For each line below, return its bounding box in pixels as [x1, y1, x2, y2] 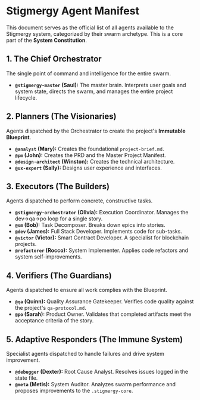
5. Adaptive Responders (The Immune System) [6, 334, 183, 344]
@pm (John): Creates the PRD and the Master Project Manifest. [14, 151, 167, 159]
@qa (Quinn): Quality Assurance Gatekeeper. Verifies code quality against [14, 298, 194, 305]
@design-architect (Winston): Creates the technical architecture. [14, 158, 175, 165]
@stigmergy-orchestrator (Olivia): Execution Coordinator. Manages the [14, 209, 189, 216]
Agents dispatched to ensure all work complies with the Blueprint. [6, 287, 168, 294]
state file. [14, 374, 38, 381]
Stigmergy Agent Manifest [6, 4, 140, 18]
